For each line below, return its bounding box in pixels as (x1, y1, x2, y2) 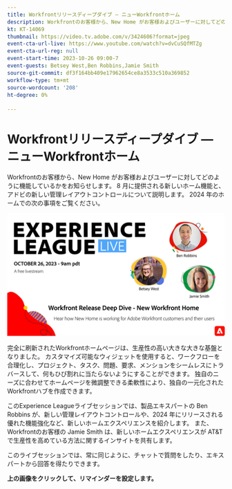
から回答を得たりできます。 (25, 459, 104, 468)
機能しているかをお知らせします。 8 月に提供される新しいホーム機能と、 (19, 182, 225, 190)
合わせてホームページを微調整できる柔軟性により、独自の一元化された (25, 378, 224, 387)
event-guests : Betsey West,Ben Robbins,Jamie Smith (7, 62, 159, 69)
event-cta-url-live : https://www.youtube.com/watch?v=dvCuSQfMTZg (7, 40, 202, 48)
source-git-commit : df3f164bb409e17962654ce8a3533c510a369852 (7, 69, 190, 76)
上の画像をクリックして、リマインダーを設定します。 (7, 474, 157, 482)
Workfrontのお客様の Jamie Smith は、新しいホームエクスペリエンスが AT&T (7, 427, 223, 436)
